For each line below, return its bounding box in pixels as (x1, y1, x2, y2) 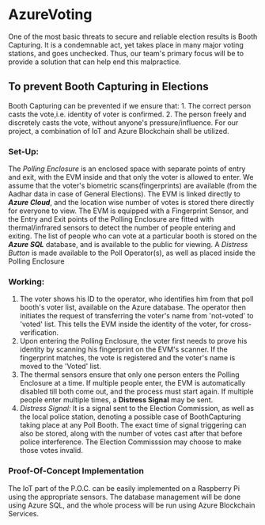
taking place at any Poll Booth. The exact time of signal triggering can (19, 420, 247, 430)
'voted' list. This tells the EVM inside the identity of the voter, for (19, 319, 229, 329)
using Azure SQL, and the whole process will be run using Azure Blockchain (8, 500, 256, 510)
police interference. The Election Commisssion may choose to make (19, 437, 242, 447)
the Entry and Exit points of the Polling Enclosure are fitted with (8, 215, 214, 224)
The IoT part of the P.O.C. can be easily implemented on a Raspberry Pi (8, 483, 240, 493)
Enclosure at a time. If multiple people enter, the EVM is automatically (19, 379, 246, 388)
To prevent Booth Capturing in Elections (8, 80, 210, 93)
